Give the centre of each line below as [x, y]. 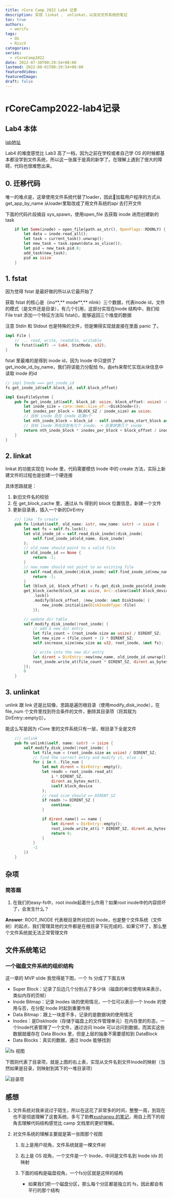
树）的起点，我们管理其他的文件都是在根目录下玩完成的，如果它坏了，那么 [84, 926]
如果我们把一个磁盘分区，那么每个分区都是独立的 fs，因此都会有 [96, 1184]
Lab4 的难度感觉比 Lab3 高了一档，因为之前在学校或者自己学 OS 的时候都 [83, 153]
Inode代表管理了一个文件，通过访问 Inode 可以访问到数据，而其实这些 [91, 1027]
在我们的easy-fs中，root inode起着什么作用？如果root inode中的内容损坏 [89, 902]
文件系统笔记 [26, 950]
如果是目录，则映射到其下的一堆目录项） [52, 1068]
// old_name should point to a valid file [70, 548]
